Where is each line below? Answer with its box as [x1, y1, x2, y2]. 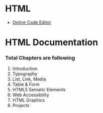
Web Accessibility [12, 92, 50, 98]
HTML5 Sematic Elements [12, 87, 66, 93]
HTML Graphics [12, 97, 45, 103]
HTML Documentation [5, 37, 99, 48]
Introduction [12, 65, 38, 72]
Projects [12, 103, 30, 109]
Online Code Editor [12, 19, 51, 25]
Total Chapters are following [5, 55, 76, 61]
